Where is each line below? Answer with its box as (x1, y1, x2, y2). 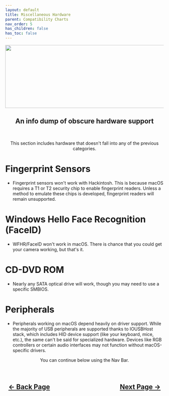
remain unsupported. (12, 196, 56, 202)
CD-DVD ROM (5, 264, 64, 275)
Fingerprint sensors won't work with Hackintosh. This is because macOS (12, 180, 163, 186)
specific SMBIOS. (12, 286, 49, 292)
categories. (72, 145, 97, 151)
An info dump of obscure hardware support (15, 117, 154, 126)
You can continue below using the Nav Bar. (40, 357, 129, 363)
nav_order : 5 (5, 21, 33, 27)
